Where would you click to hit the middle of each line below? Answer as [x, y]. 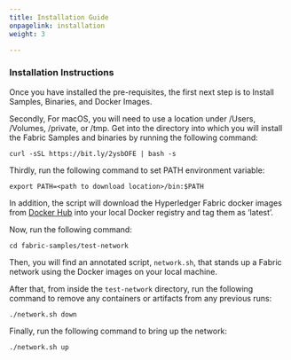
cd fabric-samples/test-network [69, 246]
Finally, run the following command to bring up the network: [118, 331]
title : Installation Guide [59, 17]
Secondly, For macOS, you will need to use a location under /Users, [132, 118]
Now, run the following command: [71, 229]
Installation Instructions [62, 73]
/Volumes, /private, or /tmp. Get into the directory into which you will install [146, 128]
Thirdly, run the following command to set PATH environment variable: [137, 170]
